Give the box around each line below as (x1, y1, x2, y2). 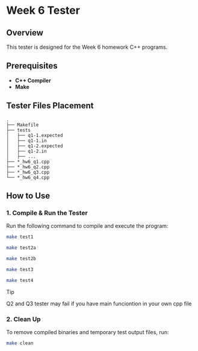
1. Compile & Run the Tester (6, 209, 88, 217)
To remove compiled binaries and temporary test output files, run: (6, 328, 169, 335)
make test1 (6, 234, 34, 240)
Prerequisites (6, 61, 58, 71)
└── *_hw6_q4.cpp (6, 174, 50, 180)
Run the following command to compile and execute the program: (6, 222, 169, 230)
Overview (6, 28, 44, 38)
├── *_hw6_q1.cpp (6, 159, 50, 165)
